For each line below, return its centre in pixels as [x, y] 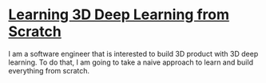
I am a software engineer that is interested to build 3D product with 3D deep [133, 53]
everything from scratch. [49, 70]
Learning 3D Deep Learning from [119, 15]
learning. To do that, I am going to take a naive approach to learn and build [131, 62]
